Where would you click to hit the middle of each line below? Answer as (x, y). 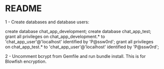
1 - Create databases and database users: (47, 22)
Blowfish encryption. (26, 61)
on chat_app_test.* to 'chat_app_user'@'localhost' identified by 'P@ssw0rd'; (82, 47)
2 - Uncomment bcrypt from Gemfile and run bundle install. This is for (75, 56)
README (23, 9)
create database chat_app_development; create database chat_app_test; (78, 31)
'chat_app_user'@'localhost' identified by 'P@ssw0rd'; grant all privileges (79, 41)
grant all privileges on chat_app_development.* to (55, 36)
